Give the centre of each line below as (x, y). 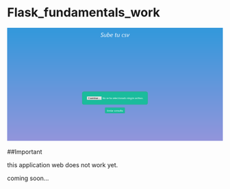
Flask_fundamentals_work (84, 13)
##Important (25, 152)
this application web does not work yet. (63, 165)
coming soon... (28, 178)
